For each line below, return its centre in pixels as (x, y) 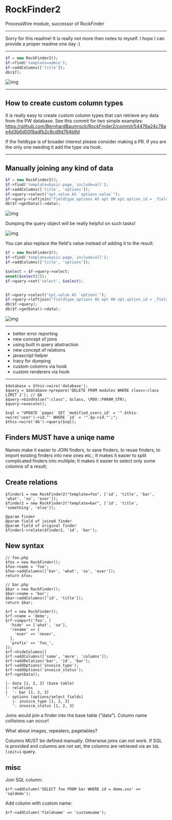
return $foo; (19, 575)
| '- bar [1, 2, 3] (27, 692)
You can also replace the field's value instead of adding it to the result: (80, 243)
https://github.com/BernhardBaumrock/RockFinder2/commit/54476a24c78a (86, 126)
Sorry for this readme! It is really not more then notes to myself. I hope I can (85, 38)
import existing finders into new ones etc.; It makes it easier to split (76, 455)
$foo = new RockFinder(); (33, 562)
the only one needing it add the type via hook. (54, 147)
